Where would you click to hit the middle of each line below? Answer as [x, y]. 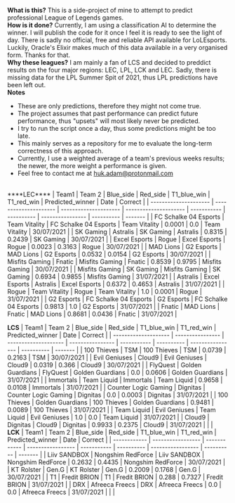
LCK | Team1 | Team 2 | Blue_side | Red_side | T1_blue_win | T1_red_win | [112, 432]
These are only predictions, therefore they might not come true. [109, 106]
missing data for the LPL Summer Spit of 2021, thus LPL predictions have [113, 77]
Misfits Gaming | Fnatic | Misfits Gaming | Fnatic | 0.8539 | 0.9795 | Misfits [115, 262]
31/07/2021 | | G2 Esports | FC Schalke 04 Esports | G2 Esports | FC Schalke [117, 299]
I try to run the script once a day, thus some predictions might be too [116, 128]
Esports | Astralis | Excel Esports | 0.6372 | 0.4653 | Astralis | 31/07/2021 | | [116, 284]
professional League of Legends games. [66, 18]
